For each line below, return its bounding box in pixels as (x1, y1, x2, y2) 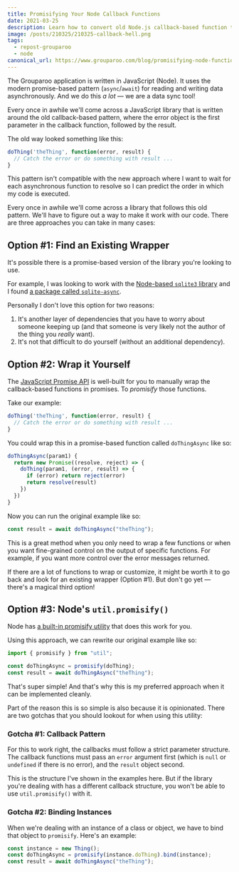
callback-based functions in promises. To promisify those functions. (7, 385, 207, 393)
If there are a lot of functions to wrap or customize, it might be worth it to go (7, 567, 230, 576)
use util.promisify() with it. (7, 789, 92, 798)
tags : (7, 37, 23, 44)
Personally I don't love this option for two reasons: (7, 301, 155, 310)
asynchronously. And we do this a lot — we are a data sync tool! (7, 91, 196, 100)
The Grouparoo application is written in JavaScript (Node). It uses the (7, 76, 211, 85)
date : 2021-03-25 (7, 17, 59, 24)
